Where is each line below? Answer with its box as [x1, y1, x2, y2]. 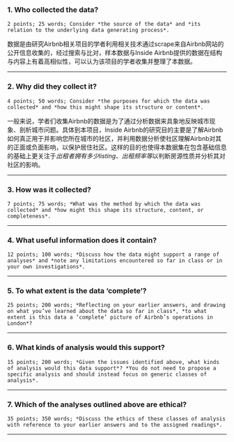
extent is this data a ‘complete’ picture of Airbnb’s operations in [7, 314, 214, 321]
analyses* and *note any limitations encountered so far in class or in [7, 257, 223, 264]
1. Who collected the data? [7, 5, 99, 15]
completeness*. [7, 213, 52, 220]
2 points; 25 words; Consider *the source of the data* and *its [7, 21, 201, 28]
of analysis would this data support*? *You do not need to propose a [7, 365, 217, 372]
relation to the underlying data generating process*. [7, 26, 170, 34]
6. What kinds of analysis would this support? [7, 343, 165, 353]
